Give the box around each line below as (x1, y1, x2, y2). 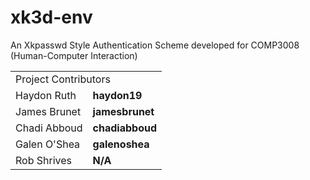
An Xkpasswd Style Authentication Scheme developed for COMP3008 (10, 39, 300, 51)
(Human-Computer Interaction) (10, 49, 138, 61)
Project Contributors (15, 72, 111, 86)
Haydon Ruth (15, 88, 77, 102)
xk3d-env (10, 6, 93, 29)
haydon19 (92, 88, 143, 102)
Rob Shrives (15, 153, 72, 167)
